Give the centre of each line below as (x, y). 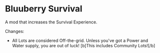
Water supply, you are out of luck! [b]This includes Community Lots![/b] (84, 45)
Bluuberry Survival (44, 9)
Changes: (15, 31)
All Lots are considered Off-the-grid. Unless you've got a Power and (80, 40)
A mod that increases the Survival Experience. (51, 22)
